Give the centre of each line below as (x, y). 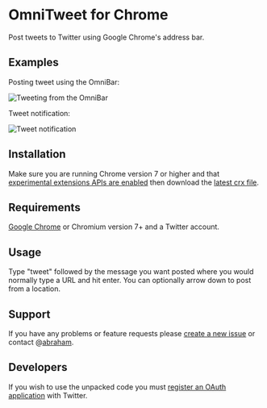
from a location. (35, 289)
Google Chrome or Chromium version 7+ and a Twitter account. (114, 227)
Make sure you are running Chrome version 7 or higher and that (114, 173)
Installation (37, 154)
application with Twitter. (48, 395)
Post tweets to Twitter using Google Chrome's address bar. (106, 37)
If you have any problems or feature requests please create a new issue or (132, 333)
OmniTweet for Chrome (88, 15)
